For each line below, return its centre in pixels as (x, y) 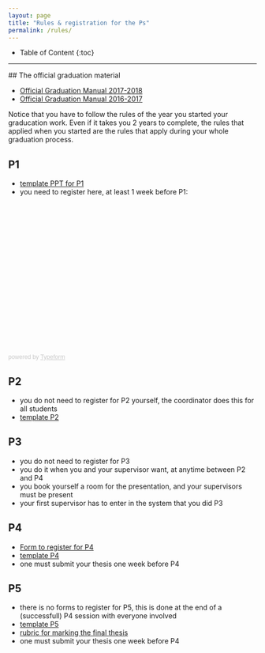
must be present (46, 494)
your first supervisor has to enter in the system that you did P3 (121, 503)
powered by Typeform (37, 357)
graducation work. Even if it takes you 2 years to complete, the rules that (126, 123)
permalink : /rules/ (40, 30)
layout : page (30, 15)
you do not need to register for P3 (75, 461)
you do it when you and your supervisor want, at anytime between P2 (132, 469)
